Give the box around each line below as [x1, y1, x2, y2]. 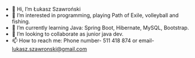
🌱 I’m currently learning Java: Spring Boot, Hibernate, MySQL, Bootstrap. [11, 24, 189, 31]
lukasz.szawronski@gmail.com [11, 46, 87, 52]
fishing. [11, 18, 31, 25]
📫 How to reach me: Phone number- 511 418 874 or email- [11, 37, 155, 44]
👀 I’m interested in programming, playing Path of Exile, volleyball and [11, 12, 179, 19]
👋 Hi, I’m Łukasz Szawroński [11, 6, 81, 12]
